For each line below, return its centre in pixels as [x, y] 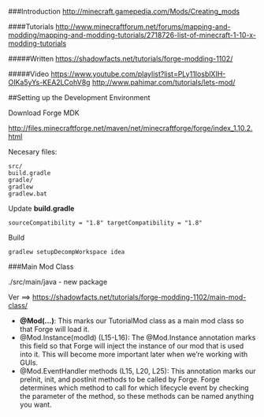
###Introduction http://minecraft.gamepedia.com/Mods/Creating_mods [124, 11]
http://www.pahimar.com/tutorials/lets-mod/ [164, 82]
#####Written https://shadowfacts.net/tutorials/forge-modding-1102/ [121, 59]
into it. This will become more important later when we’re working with [134, 354]
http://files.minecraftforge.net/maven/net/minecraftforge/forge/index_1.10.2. [130, 128]
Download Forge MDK [44, 113]
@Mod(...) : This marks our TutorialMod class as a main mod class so [132, 321]
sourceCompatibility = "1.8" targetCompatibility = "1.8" [105, 223]
